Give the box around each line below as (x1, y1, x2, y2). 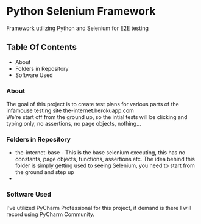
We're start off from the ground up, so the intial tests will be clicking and (6, 114, 188, 121)
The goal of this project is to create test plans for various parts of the (6, 101, 180, 108)
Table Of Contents (6, 42, 77, 52)
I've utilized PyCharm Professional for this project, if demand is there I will (6, 204, 192, 211)
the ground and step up (15, 168, 74, 176)
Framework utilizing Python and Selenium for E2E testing (6, 24, 149, 32)
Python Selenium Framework (6, 4, 157, 18)
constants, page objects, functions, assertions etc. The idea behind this (15, 156, 195, 163)
